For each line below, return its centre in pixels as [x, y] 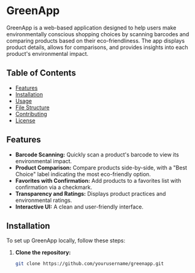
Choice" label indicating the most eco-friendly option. [83, 174]
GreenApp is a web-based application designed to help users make [91, 28]
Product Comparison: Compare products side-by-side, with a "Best [101, 167]
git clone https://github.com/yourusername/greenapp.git [90, 264]
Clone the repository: [43, 253]
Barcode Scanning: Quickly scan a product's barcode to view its [97, 155]
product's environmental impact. [48, 53]
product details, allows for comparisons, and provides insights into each [97, 47]
